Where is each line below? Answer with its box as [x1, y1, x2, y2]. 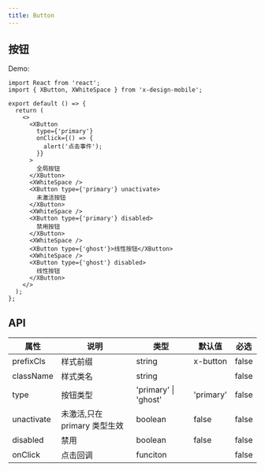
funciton [136, 450, 167, 461]
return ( [15, 107, 44, 115]
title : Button [8, 11, 55, 20]
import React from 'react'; [8, 80, 101, 87]
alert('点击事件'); [43, 143, 103, 150]
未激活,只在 [61, 409, 103, 420]
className [12, 371, 54, 382]
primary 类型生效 [61, 421, 124, 432]
